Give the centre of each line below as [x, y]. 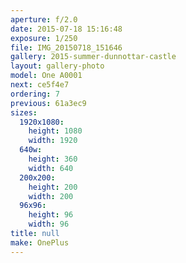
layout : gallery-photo [57, 66]
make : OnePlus [40, 242]
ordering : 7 [35, 94]
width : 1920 [53, 141]
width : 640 [51, 168]
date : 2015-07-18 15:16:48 [66, 29]
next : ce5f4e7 [40, 85]
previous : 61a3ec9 [48, 103]
